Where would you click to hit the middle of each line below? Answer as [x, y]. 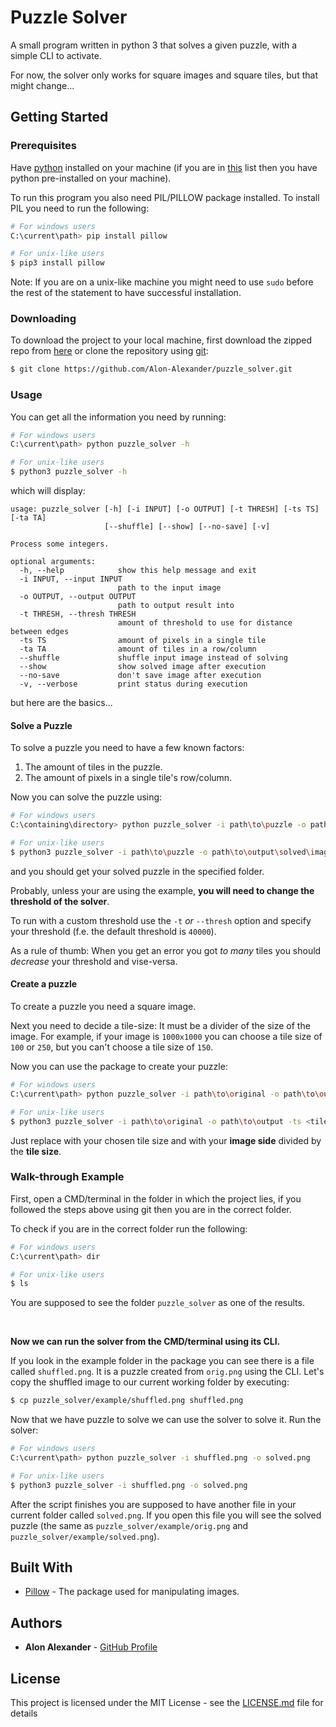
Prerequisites [43, 146]
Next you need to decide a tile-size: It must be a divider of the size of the [160, 1025]
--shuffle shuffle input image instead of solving [153, 658]
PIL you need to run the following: [80, 208]
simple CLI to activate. [56, 55]
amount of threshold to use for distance [205, 623]
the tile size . [36, 1151]
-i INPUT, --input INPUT [71, 579]
